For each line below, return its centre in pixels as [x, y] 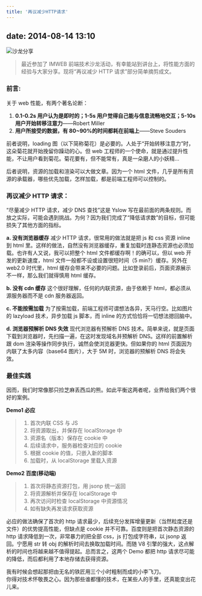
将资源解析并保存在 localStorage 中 [73, 494]
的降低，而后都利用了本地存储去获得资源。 [59, 559]
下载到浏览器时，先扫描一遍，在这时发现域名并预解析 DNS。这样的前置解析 [99, 336]
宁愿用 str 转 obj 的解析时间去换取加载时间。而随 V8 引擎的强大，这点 [103, 544]
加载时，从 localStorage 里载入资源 [73, 461]
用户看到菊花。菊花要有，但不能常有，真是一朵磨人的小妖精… [103, 158]
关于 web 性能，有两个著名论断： [47, 103]
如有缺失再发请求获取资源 [62, 509]
